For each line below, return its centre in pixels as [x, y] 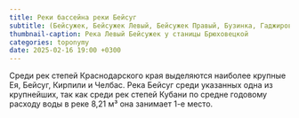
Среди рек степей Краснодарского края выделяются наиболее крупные [148, 75]
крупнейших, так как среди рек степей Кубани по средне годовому [138, 95]
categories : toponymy [49, 42]
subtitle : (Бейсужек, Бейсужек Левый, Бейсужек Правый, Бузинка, [133, 26]
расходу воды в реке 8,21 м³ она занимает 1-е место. [111, 104]
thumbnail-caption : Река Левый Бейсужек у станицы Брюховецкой [129, 34]
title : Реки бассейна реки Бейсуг [73, 17]
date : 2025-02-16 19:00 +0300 [65, 51]
